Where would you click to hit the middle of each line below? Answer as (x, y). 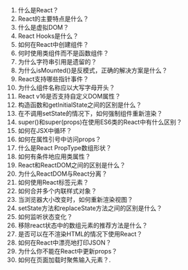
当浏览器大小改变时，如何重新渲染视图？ (75, 199)
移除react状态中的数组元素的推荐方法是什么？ (83, 225)
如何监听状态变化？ (45, 217)
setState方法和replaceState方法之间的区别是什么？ (90, 208)
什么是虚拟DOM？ (44, 27)
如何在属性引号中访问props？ (59, 139)
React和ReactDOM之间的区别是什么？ (72, 165)
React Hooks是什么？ (48, 36)
